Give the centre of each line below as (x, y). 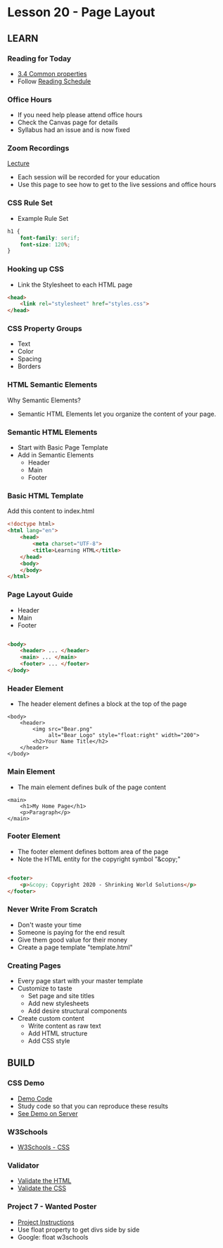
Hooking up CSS (36, 269)
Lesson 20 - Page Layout (81, 12)
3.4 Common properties (52, 73)
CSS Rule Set (30, 203)
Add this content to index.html (51, 511)
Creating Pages (34, 966)
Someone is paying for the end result (71, 932)
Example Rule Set (43, 218)
